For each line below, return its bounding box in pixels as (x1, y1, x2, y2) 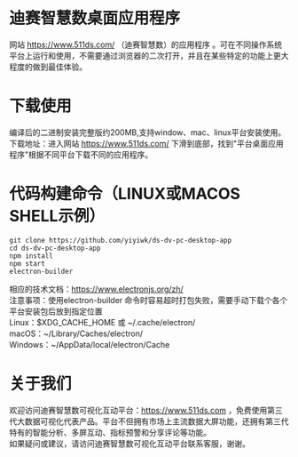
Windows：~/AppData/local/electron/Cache (9, 339, 170, 349)
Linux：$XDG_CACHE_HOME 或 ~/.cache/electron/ (9, 317, 196, 327)
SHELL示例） (9, 206, 105, 227)
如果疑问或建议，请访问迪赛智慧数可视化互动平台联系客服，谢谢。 (9, 437, 250, 449)
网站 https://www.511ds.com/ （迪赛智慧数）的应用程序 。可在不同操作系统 (9, 39, 282, 50)
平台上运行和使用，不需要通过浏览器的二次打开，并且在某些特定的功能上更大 (9, 50, 289, 60)
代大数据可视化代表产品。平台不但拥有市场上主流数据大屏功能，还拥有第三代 (9, 415, 289, 427)
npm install (9, 251, 53, 261)
